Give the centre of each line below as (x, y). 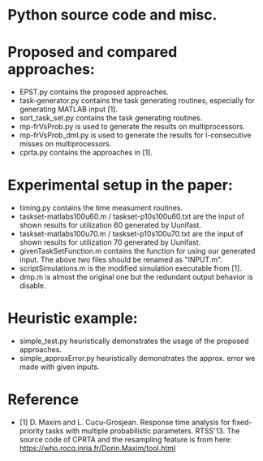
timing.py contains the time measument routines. (101, 208)
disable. (32, 285)
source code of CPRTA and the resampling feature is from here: (125, 439)
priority (32, 431)
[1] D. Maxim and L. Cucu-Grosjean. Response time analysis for (125, 422)
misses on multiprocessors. (65, 144)
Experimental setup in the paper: (120, 185)
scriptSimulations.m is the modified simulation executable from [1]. (131, 268)
